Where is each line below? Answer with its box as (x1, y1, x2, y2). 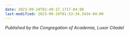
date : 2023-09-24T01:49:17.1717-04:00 (5, 7, 84, 12)
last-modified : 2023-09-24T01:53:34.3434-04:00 (5, 12, 104, 16)
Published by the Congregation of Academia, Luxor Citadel (5, 24, 124, 30)
